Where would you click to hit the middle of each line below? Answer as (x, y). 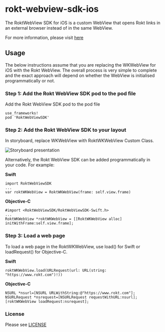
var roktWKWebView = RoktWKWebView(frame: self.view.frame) (68, 192)
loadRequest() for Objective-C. (36, 252)
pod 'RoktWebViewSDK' (27, 118)
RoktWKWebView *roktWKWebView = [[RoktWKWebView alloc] (64, 219)
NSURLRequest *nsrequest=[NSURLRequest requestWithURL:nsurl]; (71, 297)
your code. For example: (30, 165)
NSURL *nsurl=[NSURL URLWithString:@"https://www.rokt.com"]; (70, 293)
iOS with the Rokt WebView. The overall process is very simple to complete (81, 70)
